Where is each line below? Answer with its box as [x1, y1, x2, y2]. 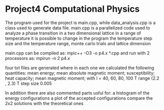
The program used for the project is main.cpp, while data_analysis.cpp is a [5, 20, 156, 26]
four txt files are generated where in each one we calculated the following [5, 65, 155, 71]
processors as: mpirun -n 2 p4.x [5, 55, 70, 61]
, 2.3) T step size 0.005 [5, 80, 52, 86]
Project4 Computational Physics [5, 3, 140, 15]
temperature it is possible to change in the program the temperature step [5, 35, 153, 41]
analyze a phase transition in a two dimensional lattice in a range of [5, 30, 141, 36]
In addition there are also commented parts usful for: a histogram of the [5, 90, 150, 96]
